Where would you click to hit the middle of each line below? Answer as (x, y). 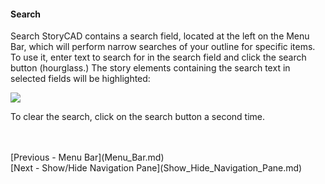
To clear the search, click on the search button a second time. (138, 117)
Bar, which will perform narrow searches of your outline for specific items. (163, 47)
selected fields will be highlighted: (80, 79)
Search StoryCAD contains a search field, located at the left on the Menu (160, 36)
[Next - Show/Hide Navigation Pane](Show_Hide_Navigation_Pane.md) (156, 168)
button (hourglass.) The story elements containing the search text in (150, 68)
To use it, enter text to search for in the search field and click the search (158, 57)
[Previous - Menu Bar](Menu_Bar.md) (87, 157)
